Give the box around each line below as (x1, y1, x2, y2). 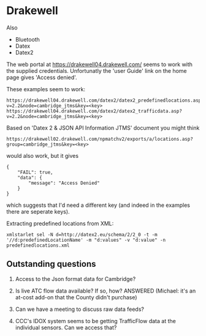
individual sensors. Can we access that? (15, 324, 117, 331)
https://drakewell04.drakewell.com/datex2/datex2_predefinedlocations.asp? (6, 97, 204, 103)
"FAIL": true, (17, 169, 53, 175)
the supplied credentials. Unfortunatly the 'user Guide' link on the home (6, 67, 187, 74)
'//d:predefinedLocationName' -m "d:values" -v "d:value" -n (6, 237, 166, 243)
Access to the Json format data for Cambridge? (15, 275, 136, 282)
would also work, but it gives (6, 152, 78, 159)
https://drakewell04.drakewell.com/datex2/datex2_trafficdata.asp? (6, 108, 183, 114)
